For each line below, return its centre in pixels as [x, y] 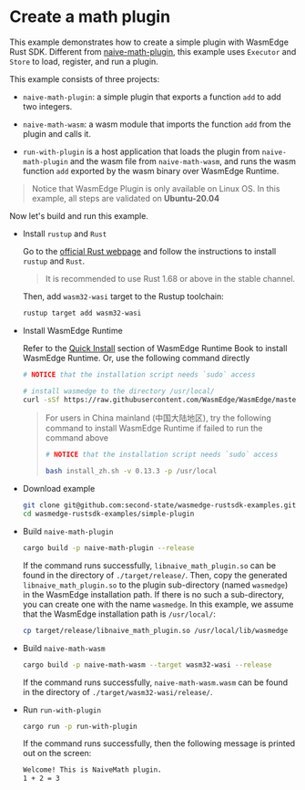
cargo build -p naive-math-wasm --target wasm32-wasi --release [147, 665]
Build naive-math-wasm [64, 648]
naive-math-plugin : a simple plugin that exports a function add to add [152, 97]
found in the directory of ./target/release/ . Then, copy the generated [155, 575]
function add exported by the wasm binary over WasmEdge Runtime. [151, 171]
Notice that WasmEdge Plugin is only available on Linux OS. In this [156, 188]
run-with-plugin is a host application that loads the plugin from [141, 151]
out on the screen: [57, 754]
